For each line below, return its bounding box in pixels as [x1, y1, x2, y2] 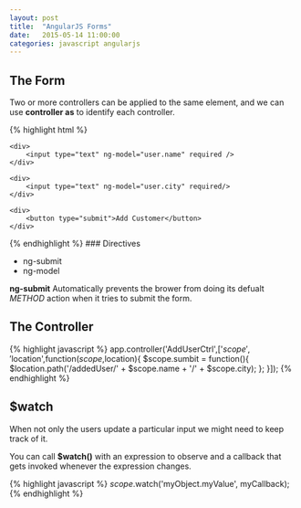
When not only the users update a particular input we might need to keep [9, 423, 285, 434]
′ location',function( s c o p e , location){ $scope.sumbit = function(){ [9, 353, 249, 364]
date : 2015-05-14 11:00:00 [9, 30, 120, 39]
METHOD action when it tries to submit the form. [9, 293, 192, 304]
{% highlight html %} [9, 124, 88, 135]
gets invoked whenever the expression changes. [9, 460, 192, 471]
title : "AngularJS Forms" [9, 22, 112, 31]
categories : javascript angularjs [9, 38, 141, 48]
